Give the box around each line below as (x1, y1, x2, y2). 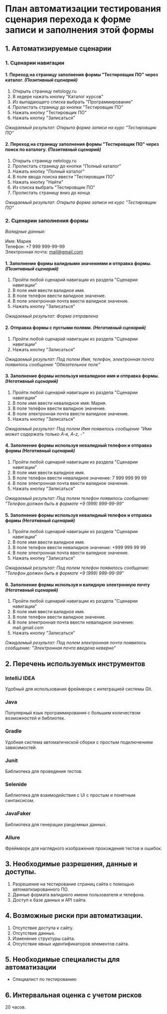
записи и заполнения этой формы (5, 25, 154, 36)
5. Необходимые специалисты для (5, 955, 120, 963)
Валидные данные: (5, 228, 46, 234)
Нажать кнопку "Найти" (12, 179, 64, 185)
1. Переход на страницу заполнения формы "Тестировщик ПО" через (5, 72, 159, 78)
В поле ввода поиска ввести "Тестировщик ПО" (12, 173, 115, 179)
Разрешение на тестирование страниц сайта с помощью (12, 881, 135, 887)
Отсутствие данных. (12, 930, 56, 936)
